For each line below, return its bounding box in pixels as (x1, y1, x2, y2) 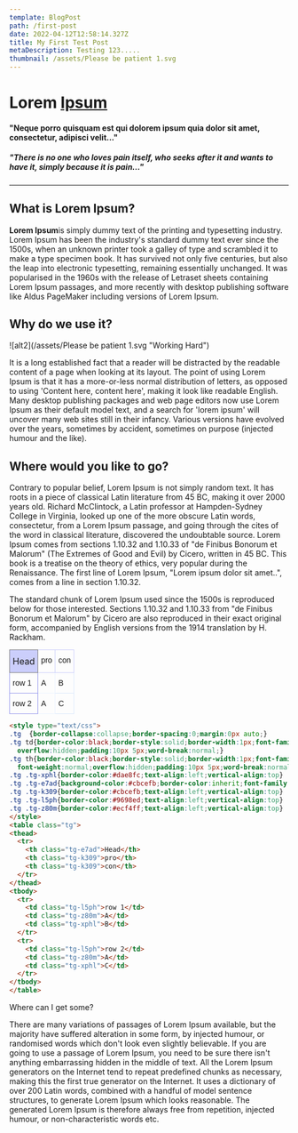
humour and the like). (9, 433, 87, 444)
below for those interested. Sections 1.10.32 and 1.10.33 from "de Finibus (9, 604, 273, 615)
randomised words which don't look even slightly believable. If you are (9, 1038, 267, 1049)
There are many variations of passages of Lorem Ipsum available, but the (9, 1019, 277, 1030)
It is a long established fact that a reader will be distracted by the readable (9, 358, 281, 368)
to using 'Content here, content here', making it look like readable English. (9, 386, 278, 397)
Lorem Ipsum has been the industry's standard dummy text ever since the (9, 234, 279, 245)
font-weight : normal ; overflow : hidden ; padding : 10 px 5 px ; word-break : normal (17, 762, 292, 772)
